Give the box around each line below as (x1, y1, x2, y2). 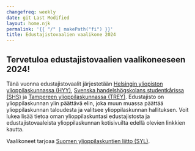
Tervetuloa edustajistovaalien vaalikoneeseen (6, 54, 186, 65)
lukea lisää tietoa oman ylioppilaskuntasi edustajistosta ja (6, 112, 150, 120)
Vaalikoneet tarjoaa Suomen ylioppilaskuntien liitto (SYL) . (6, 137, 150, 144)
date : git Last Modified (6, 15, 70, 21)
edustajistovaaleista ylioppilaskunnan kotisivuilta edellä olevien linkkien (6, 119, 185, 126)
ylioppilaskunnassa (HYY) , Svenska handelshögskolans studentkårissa (6, 86, 185, 94)
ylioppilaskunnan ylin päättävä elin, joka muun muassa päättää (6, 99, 164, 107)
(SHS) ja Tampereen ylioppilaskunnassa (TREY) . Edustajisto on (6, 93, 164, 100)
